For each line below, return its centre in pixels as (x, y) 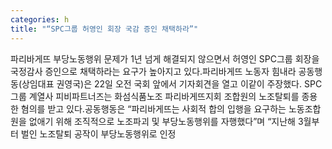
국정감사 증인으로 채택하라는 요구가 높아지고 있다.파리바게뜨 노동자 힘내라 (153, 71)
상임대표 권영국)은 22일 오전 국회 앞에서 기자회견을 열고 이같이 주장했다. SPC (172, 83)
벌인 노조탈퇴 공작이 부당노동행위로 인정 (98, 133)
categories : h (40, 19)
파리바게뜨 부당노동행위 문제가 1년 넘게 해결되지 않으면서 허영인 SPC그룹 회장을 (165, 58)
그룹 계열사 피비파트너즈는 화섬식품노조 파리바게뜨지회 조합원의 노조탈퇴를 (155, 96)
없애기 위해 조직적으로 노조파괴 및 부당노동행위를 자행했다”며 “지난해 (162, 121)
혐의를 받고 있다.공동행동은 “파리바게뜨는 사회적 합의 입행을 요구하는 (153, 108)
